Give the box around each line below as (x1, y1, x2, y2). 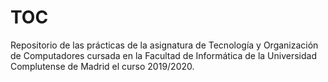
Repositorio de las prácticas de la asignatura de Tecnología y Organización (10, 39, 319, 51)
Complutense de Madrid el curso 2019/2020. (10, 60, 195, 72)
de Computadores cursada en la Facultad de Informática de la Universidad (10, 49, 317, 61)
